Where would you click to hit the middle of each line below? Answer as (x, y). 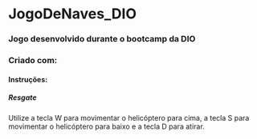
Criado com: (33, 61)
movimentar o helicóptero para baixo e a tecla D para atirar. (106, 126)
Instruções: (28, 79)
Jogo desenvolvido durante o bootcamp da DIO (102, 39)
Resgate (23, 97)
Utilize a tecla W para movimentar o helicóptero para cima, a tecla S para (129, 117)
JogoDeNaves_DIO (72, 14)
